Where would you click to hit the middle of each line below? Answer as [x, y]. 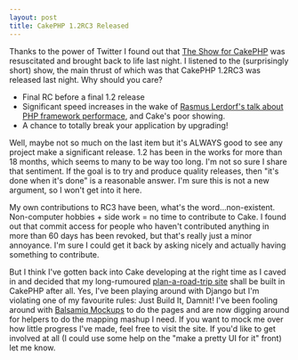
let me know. [32, 348]
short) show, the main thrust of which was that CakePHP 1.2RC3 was [135, 70]
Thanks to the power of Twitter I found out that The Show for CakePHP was [147, 51]
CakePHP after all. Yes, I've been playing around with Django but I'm [134, 290]
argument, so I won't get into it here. [76, 190]
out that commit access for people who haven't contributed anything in [139, 226]
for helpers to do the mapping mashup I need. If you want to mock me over [146, 319]
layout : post [33, 17]
